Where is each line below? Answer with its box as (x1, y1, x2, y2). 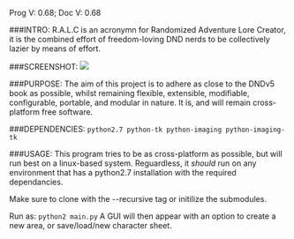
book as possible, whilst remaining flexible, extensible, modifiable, (9, 88, 250, 98)
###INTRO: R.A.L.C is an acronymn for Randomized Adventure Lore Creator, (9, 25, 287, 34)
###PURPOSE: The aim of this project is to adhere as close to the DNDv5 (9, 78, 275, 89)
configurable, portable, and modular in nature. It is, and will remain (9, 97, 252, 108)
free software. (41, 107, 94, 117)
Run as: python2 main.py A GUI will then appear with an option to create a (9, 211, 276, 221)
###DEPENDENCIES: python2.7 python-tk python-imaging (9, 123, 222, 134)
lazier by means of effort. (9, 43, 102, 54)
